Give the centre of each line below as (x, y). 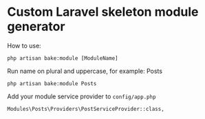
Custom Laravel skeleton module (103, 12)
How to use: (24, 45)
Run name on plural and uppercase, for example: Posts (85, 71)
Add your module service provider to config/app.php (82, 96)
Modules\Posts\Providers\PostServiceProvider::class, (86, 109)
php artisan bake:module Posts (52, 83)
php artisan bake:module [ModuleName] (63, 58)
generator (36, 26)
